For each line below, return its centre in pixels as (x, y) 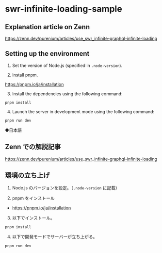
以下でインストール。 (33, 218)
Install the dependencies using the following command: (67, 94)
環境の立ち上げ (27, 176)
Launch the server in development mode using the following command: (83, 111)
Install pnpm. (25, 75)
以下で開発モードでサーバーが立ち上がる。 (55, 237)
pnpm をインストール (33, 198)
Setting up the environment (47, 54)
